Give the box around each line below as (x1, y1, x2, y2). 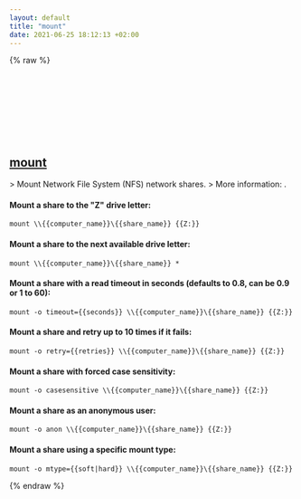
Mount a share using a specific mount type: (9, 445, 176, 455)
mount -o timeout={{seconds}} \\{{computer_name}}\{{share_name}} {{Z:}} (9, 307, 294, 317)
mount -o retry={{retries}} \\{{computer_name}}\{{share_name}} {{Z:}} (9, 347, 285, 356)
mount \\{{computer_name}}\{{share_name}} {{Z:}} (9, 219, 201, 229)
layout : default (9, 13, 71, 23)
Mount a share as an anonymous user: (9, 405, 156, 416)
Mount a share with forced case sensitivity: (9, 366, 176, 377)
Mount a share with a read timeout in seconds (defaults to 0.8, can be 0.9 (9, 278, 290, 289)
